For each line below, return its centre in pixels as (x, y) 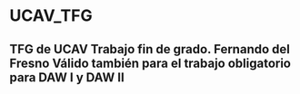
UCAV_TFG (51, 16)
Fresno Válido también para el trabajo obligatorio (150, 63)
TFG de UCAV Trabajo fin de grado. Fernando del (150, 49)
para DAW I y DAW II (67, 77)
